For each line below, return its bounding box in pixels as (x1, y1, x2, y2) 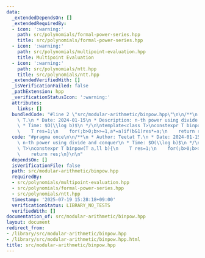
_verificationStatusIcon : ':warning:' (12, 94, 111, 100)
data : (6, 9, 20, 15)
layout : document (6, 219, 51, 226)
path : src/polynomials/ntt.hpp (17, 65, 97, 72)
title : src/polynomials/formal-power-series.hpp (17, 37, 143, 43)
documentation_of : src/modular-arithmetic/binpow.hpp (6, 213, 146, 220)
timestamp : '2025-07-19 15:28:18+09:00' (12, 196, 116, 202)
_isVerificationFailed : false (12, 83, 88, 89)
